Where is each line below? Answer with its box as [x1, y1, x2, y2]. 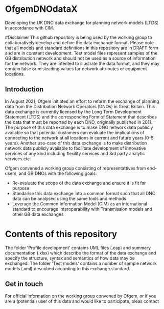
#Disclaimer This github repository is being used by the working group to [5, 34, 153, 40]
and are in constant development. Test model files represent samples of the [5, 50, 158, 56]
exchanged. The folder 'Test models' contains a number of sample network [5, 260, 157, 266]
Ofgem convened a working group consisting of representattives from [5, 165, 146, 171]
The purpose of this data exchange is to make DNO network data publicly [5, 124, 153, 130]
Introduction [5, 85, 44, 94]
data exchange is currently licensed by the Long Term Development [5, 109, 142, 114]
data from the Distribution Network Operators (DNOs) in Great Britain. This [5, 103, 155, 109]
